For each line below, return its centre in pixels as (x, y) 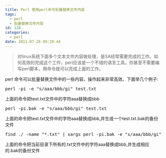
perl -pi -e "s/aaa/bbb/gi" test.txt (51, 89)
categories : (17, 32)
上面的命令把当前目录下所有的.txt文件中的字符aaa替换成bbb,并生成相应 (77, 144)
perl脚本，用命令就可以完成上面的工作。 (62, 68)
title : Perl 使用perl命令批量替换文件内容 (45, 10)
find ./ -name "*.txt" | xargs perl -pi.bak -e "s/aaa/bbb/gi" (83, 134)
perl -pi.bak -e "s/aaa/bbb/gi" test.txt (56, 108)
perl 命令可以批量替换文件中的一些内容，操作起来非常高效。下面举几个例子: (82, 79)
